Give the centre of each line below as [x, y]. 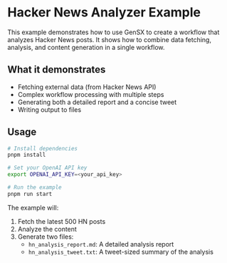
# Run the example [35, 187]
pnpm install [27, 155]
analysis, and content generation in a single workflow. [86, 47]
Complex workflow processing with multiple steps [91, 94]
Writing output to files [49, 109]
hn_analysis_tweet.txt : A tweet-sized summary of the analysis [121, 252]
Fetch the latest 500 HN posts [62, 221]
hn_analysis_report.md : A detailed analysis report [101, 244]
